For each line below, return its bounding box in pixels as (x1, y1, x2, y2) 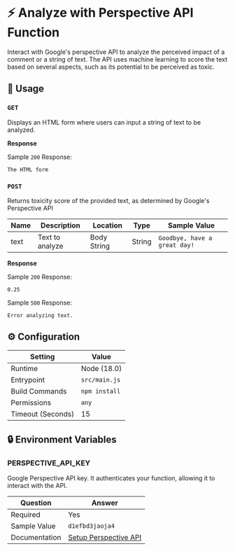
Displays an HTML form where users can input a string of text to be (7, 118, 201, 126)
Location (92, 221, 123, 230)
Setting (30, 351, 55, 361)
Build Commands (10, 386, 67, 396)
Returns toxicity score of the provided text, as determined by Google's (7, 196, 210, 204)
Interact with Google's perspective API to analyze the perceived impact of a (7, 48, 225, 56)
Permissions (10, 398, 51, 407)
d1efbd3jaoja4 (68, 522, 115, 530)
